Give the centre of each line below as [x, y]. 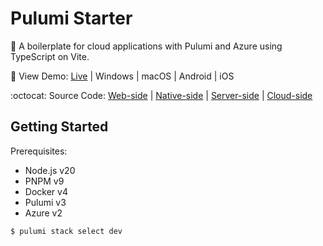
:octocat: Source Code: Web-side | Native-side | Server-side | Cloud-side [161, 95]
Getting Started [59, 127]
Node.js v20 [50, 170]
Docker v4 [46, 191]
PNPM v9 [44, 181]
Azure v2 [43, 213]
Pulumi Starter [71, 18]
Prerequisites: [39, 151]
